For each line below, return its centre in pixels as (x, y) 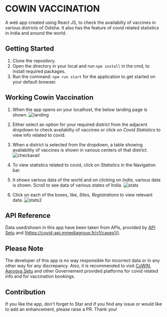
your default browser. (34, 82)
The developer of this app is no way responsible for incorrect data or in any (83, 261)
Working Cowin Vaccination (49, 98)
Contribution (25, 292)
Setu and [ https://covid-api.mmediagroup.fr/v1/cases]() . (63, 233)
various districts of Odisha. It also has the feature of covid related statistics (82, 27)
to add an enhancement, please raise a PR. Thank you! (61, 309)
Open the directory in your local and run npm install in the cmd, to (81, 66)
